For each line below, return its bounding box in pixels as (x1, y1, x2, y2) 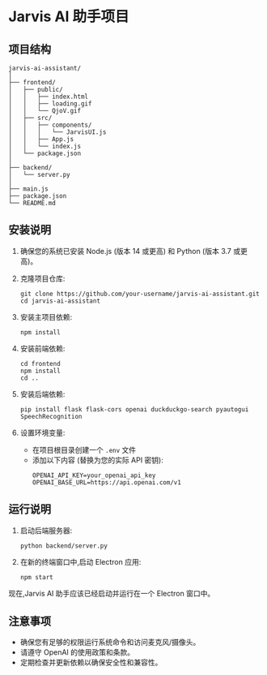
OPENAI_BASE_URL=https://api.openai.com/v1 (32, 478, 182, 487)
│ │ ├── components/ (8, 121, 92, 129)
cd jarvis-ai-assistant (19, 297, 101, 305)
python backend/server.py (19, 541, 108, 550)
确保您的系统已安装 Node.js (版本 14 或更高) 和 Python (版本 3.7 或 (19, 246, 241, 256)
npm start (19, 573, 54, 581)
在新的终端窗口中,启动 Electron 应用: (19, 557, 142, 566)
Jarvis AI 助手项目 (8, 7, 129, 26)
